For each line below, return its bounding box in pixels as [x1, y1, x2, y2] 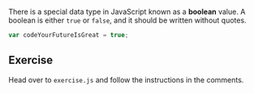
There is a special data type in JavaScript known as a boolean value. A [8, 7, 246, 16]
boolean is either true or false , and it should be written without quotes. [8, 15, 247, 25]
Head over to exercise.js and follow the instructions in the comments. [8, 74, 244, 84]
